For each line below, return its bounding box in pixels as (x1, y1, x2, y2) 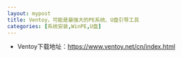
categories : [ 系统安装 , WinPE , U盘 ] (7, 23, 102, 30)
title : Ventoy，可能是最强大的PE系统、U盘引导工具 (7, 16, 140, 23)
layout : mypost (7, 10, 51, 17)
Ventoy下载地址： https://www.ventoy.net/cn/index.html (17, 43, 176, 51)
